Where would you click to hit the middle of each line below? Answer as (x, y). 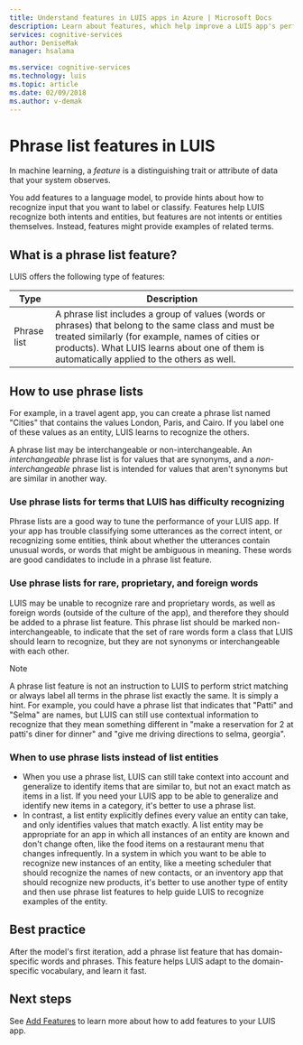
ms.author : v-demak (46, 101)
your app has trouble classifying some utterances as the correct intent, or (146, 531)
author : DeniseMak (44, 43)
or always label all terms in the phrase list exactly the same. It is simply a (144, 695)
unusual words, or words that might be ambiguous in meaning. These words (151, 550)
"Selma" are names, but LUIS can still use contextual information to (134, 715)
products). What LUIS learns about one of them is (160, 348)
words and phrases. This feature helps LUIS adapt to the (146, 961)
